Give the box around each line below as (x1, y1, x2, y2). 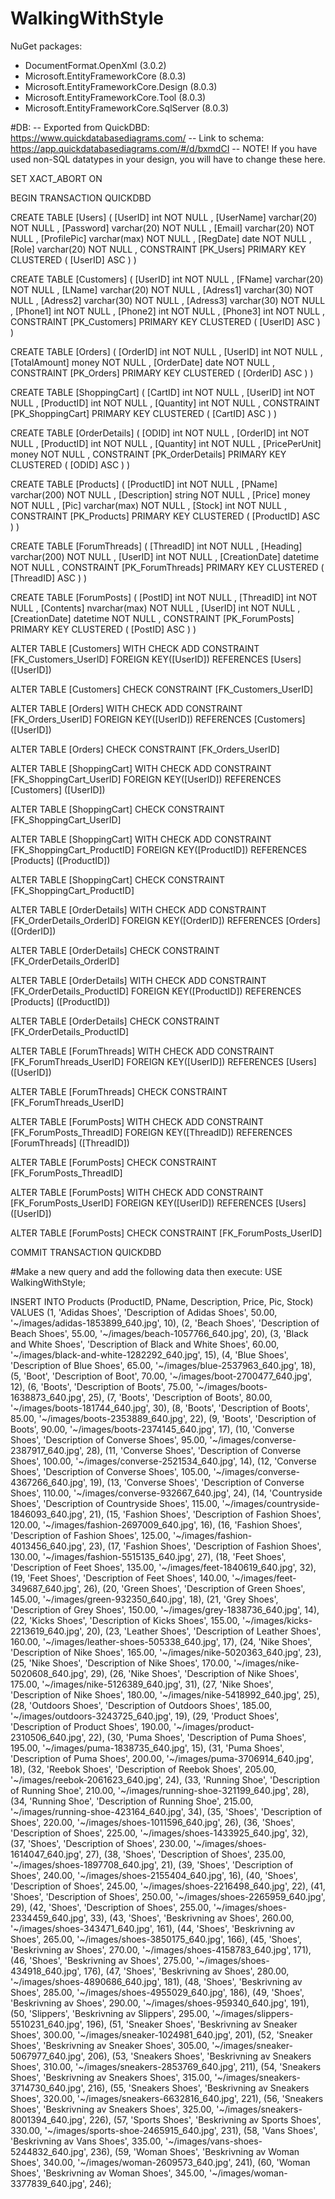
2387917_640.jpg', (10, 1444, 85, 1456)
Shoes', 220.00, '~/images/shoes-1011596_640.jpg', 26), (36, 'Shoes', (10, 1816, 296, 1828)
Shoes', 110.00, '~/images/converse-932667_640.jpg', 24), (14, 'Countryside (10, 1487, 323, 1499)
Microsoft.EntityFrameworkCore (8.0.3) (24, 70, 187, 82)
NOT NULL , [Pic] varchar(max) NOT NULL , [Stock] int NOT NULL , (10, 499, 287, 511)
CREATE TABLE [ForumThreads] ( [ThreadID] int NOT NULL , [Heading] (10, 540, 303, 552)
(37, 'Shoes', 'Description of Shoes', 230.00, (10, 1837, 192, 1849)
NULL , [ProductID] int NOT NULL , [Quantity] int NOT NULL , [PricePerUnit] (10, 437, 322, 449)
